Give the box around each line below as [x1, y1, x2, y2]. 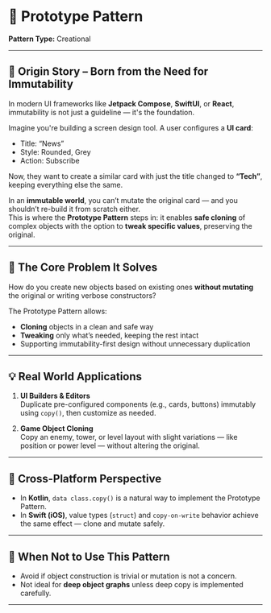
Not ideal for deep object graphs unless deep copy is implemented [19, 580, 244, 589]
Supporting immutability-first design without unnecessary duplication [19, 338, 251, 349]
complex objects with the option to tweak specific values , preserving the [8, 221, 252, 230]
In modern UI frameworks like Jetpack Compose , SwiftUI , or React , [8, 98, 235, 108]
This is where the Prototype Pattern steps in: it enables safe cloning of [8, 213, 246, 222]
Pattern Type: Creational [8, 34, 91, 43]
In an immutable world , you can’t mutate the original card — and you [8, 195, 238, 205]
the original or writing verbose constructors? [8, 290, 156, 300]
